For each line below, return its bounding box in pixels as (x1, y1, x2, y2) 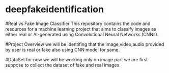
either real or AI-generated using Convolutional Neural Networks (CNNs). (5, 31, 159, 37)
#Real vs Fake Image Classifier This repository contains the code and (5, 20, 151, 27)
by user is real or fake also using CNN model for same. (5, 46, 120, 53)
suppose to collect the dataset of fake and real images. (5, 62, 121, 68)
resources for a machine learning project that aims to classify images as (5, 26, 156, 32)
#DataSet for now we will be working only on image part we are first (5, 56, 148, 62)
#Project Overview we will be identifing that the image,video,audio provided (5, 41, 164, 47)
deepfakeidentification (5, 4, 104, 15)
